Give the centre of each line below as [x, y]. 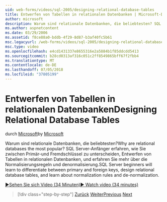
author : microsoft [24, 19]
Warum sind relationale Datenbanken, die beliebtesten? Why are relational [80, 143]
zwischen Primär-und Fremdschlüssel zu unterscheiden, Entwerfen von [78, 154]
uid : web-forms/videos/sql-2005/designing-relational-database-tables [80, 10]
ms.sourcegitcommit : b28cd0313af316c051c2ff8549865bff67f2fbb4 [72, 56]
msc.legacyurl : [21, 42]
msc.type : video [22, 47]
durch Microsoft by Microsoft [34, 134]
